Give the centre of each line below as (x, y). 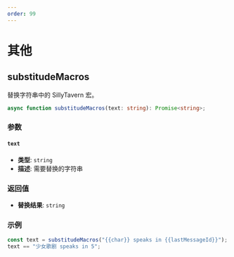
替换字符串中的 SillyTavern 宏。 (53, 95)
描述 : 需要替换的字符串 (50, 169)
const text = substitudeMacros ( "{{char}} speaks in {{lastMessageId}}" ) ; (118, 240)
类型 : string (35, 159)
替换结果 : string (41, 205)
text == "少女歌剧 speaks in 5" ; (54, 246)
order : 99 (22, 14)
